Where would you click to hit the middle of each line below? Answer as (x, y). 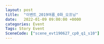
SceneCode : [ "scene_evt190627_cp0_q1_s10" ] (53, 33)
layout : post (19, 10)
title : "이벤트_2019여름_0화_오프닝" (42, 15)
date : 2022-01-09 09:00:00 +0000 (43, 19)
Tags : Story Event (25, 29)
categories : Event (25, 24)
